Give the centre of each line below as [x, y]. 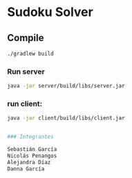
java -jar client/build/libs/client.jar [66, 118]
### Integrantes [30, 137]
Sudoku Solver [50, 12]
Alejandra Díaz [29, 162]
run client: [25, 104]
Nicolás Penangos [32, 156]
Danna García [26, 169]
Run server [26, 72]
